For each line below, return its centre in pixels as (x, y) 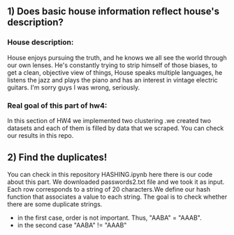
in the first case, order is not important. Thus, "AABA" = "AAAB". (109, 218)
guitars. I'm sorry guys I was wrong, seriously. (74, 87)
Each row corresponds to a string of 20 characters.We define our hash (109, 189)
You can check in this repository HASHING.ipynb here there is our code (110, 174)
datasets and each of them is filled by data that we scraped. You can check (116, 128)
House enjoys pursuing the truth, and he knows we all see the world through (117, 57)
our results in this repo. (41, 135)
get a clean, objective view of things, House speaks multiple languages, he (115, 72)
